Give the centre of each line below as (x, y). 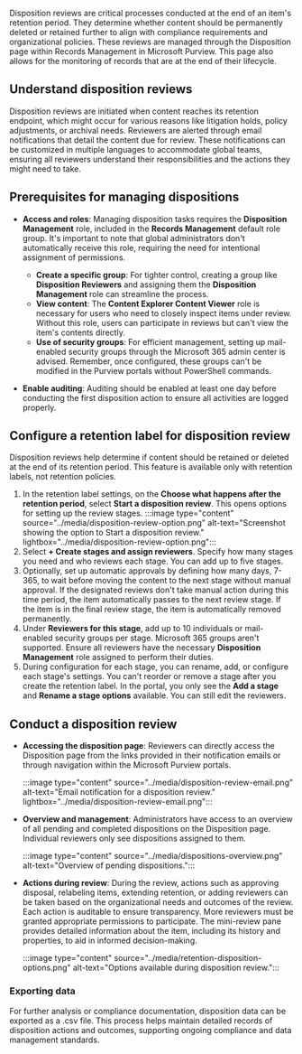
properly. (39, 407)
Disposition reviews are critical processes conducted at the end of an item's (150, 13)
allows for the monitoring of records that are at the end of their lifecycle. (143, 61)
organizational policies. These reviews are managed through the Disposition (150, 42)
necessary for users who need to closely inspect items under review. (164, 313)
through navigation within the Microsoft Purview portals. (127, 765)
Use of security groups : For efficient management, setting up (151, 341)
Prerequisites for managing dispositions (124, 197)
